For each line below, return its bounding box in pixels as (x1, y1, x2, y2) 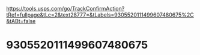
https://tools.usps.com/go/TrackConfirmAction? (6, 5, 125, 12)
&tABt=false (6, 18, 36, 24)
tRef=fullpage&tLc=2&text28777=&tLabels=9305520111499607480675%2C (6, 11, 194, 18)
